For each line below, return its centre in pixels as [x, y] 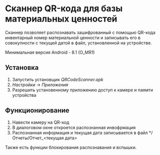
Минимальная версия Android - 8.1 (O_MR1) [50, 52]
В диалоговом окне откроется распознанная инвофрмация [74, 127]
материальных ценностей [61, 19]
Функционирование [37, 111]
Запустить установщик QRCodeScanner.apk [58, 79]
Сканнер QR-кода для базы [64, 9]
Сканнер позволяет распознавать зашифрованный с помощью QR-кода [80, 32]
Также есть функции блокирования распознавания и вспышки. [71, 147]
